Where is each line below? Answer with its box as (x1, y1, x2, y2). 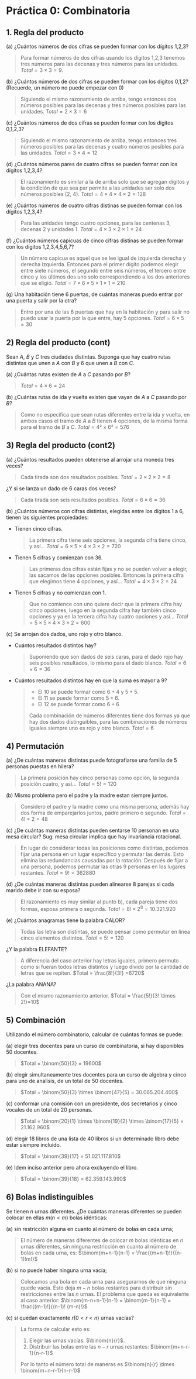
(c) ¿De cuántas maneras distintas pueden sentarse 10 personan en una (6, 827, 180, 834)
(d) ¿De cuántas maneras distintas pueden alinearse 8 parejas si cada (6, 881, 174, 888)
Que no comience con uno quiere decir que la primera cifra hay (29, 600, 183, 607)
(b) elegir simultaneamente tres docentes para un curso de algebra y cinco (6, 1071, 187, 1078)
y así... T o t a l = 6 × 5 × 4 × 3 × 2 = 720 (29, 542, 121, 549)
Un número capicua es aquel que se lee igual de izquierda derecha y (20, 255, 186, 262)
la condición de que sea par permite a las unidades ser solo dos (20, 184, 175, 191)
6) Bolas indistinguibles (6, 1192, 94, 1202)
